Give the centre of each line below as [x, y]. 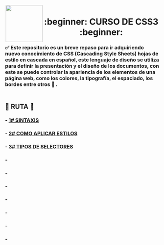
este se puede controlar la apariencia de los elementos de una [80, 72]
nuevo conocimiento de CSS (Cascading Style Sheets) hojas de [82, 54]
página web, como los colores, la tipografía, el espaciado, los [79, 79]
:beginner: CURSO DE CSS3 [101, 22]
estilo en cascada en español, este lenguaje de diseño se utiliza [82, 60]
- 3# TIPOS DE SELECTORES [39, 147]
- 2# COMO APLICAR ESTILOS [41, 134]
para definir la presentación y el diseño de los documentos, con [82, 66]
